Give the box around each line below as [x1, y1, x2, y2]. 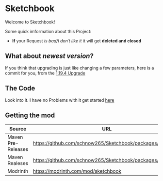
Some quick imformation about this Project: [5, 28, 92, 34]
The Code [5, 84, 35, 92]
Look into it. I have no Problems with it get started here [5, 97, 114, 103]
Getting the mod [5, 111, 55, 119]
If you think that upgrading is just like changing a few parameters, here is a [5, 65, 154, 71]
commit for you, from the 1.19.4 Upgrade [5, 70, 86, 76]
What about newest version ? [5, 52, 94, 60]
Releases [7, 146, 28, 153]
